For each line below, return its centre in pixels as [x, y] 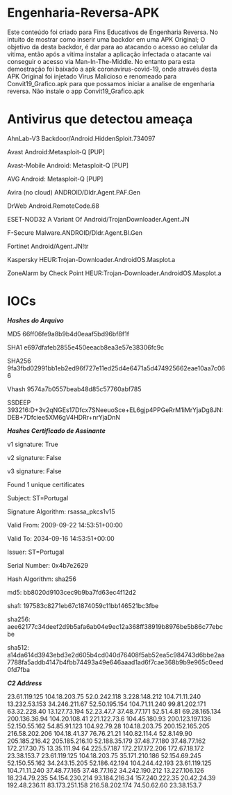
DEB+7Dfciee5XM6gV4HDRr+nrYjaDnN [64, 417]
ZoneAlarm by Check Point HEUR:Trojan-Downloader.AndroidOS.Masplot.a [114, 273]
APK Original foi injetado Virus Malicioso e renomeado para [92, 76]
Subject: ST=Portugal [38, 498]
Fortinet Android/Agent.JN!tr [48, 246]
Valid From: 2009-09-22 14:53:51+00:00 [65, 525]
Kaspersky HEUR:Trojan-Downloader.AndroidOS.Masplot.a [91, 259]
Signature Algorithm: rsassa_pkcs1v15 [61, 511]
